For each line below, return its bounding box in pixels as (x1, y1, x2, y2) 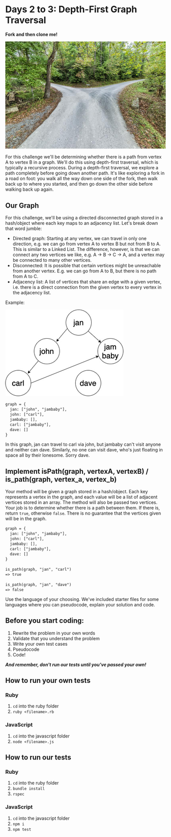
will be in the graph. (5, 515, 47, 521)
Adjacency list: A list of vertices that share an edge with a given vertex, (12, 279, 162, 285)
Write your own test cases (12, 641, 68, 647)
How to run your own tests (5, 676, 91, 685)
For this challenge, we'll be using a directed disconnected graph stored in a (5, 215, 163, 221)
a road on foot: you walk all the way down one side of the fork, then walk (5, 175, 158, 182)
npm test (12, 827, 32, 832)
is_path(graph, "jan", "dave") (5, 582, 72, 587)
